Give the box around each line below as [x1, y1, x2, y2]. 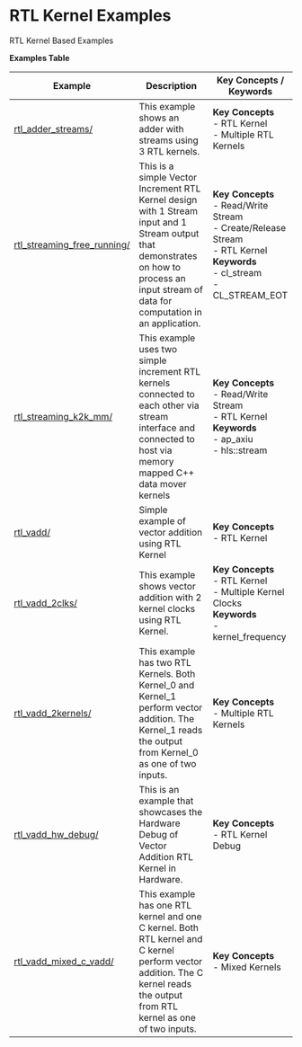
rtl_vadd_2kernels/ [13, 706, 92, 719]
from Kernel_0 [138, 746, 200, 759]
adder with [138, 122, 184, 135]
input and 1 [138, 216, 187, 228]
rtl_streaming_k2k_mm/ [13, 410, 113, 422]
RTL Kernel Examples [9, 5, 172, 26]
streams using [138, 134, 200, 146]
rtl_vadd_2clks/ [13, 597, 78, 609]
